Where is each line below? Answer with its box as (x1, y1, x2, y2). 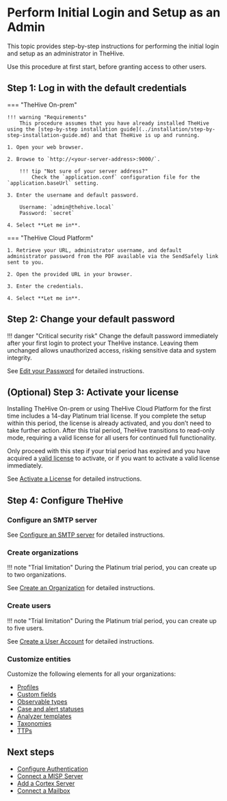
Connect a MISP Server (16, 772, 83, 780)
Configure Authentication (16, 765, 89, 773)
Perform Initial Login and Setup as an (7, 5, 221, 21)
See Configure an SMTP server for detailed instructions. (7, 531, 165, 539)
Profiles (16, 683, 39, 691)
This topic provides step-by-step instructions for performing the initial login (7, 42, 219, 50)
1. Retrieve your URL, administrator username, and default (7, 246, 183, 254)
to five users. (7, 624, 44, 632)
